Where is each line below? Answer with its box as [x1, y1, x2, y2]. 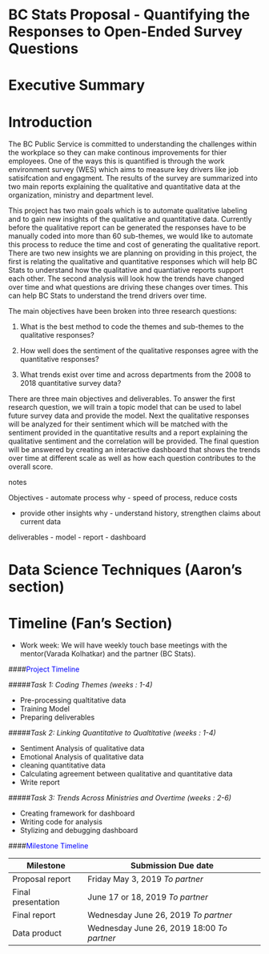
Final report [12, 910, 56, 921]
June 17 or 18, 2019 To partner [87, 892, 208, 903]
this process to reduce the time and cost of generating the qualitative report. [8, 240, 261, 250]
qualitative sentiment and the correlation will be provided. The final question [8, 436, 259, 446]
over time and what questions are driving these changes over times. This [8, 283, 248, 292]
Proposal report [12, 874, 71, 885]
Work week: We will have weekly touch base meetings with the [19, 640, 228, 650]
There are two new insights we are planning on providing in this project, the [8, 248, 258, 258]
